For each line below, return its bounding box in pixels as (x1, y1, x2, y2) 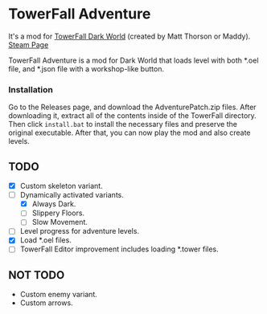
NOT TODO (8, 268, 65, 282)
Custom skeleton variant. (19, 181, 103, 191)
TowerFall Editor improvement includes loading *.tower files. (19, 244, 219, 254)
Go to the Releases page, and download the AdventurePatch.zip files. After (8, 102, 257, 112)
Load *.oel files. (19, 235, 72, 245)
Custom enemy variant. (19, 290, 98, 300)
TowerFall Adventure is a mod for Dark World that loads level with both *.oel (8, 55, 259, 65)
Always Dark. (31, 199, 76, 209)
